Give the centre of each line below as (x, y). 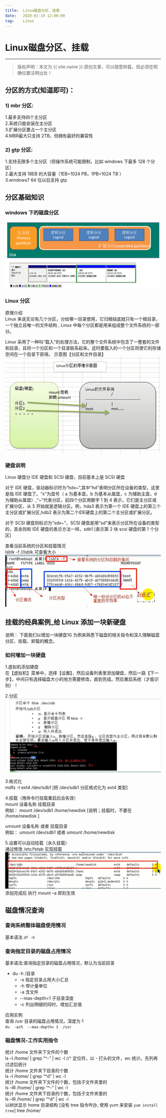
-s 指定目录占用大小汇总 (44, 980)
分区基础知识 (25, 197)
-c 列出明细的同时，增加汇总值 (51, 1005)
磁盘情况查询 (25, 910)
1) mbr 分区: (19, 105)
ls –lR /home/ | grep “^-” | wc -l (37, 1088)
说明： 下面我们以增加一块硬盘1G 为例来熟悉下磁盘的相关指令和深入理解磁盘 (83, 635)
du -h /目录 (24, 973)
